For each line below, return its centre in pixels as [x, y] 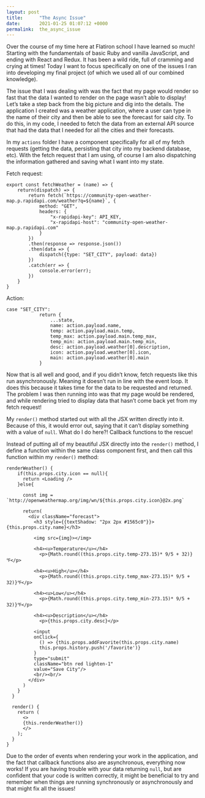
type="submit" [51, 659]
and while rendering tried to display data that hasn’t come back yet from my [102, 401]
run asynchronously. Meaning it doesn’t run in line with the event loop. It [97, 381]
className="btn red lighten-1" [73, 664]
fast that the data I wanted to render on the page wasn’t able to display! [96, 98]
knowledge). [22, 79]
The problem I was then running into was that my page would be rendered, [100, 394]
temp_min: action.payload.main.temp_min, [103, 342]
